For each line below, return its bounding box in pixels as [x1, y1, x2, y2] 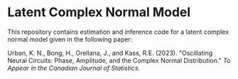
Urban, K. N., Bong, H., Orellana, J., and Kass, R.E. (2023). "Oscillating [7, 49, 213, 57]
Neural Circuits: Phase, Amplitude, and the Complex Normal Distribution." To [7, 56, 231, 64]
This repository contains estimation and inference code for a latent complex [7, 28, 229, 36]
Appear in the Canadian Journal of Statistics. [7, 63, 141, 72]
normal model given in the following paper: [7, 35, 133, 43]
